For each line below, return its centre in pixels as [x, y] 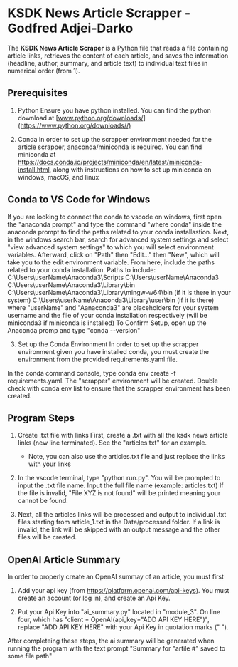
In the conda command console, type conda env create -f [92, 373]
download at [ [38, 118]
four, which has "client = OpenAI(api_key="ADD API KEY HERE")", [113, 620]
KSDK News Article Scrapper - [99, 13]
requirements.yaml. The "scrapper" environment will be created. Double [113, 381]
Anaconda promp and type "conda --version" [74, 330]
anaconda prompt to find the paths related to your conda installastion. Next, [118, 232]
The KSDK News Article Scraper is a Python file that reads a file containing [118, 48]
